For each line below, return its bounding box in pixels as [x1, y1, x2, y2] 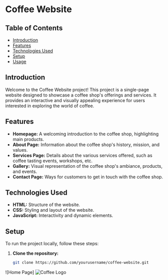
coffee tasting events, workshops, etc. [12, 158, 93, 164]
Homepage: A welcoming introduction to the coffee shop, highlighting [12, 130, 159, 137]
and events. [12, 168, 37, 174]
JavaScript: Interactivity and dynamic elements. [12, 212, 113, 218]
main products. [12, 136, 45, 142]
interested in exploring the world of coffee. [5, 103, 95, 109]
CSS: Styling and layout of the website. [12, 207, 95, 213]
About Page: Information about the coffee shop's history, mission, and [12, 142, 160, 148]
